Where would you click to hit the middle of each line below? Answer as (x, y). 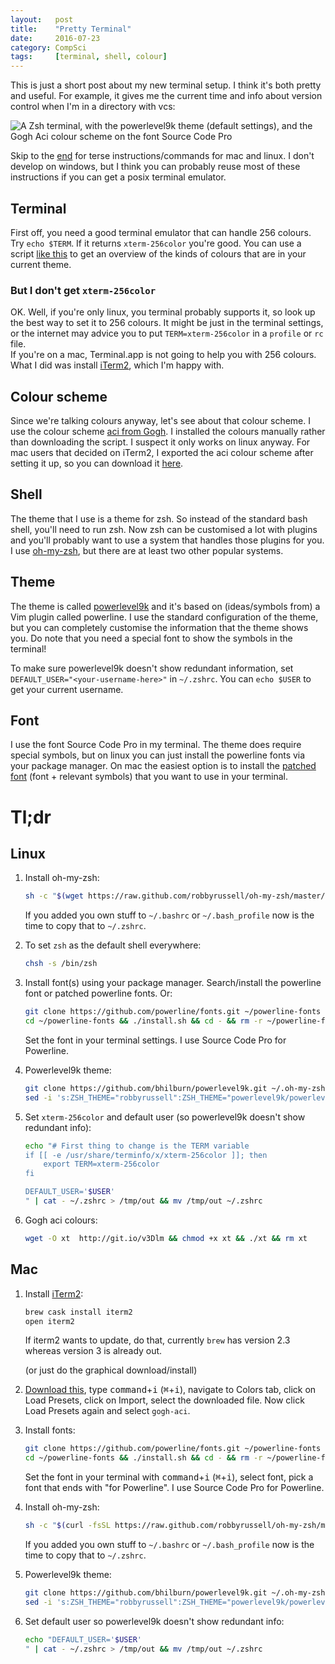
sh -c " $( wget (54, 896)
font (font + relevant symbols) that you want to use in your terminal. (149, 777)
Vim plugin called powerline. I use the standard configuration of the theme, (164, 617)
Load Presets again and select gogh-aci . (107, 1411)
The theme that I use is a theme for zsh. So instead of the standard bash (159, 518)
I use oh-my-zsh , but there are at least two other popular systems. (147, 550)
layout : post (42, 19)
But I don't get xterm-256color (83, 290)
